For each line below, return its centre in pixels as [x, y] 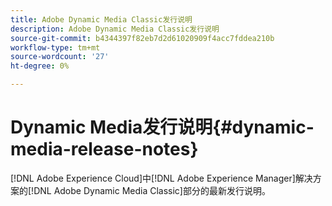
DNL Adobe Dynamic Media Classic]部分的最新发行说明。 [152, 190]
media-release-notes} [104, 149]
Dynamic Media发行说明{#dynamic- [162, 127]
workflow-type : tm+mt [55, 47]
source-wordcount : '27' [60, 57]
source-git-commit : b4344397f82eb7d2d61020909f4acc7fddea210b [142, 38]
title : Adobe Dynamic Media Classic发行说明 [101, 19]
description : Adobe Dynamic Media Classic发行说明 [115, 29]
